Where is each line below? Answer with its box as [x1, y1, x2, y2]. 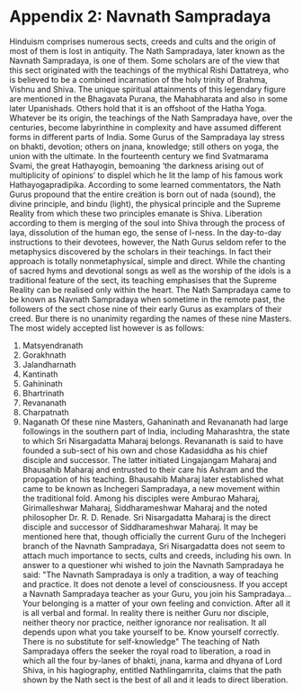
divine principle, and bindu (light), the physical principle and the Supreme [9, 198, 281, 209]
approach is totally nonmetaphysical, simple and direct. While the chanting [9, 255, 286, 266]
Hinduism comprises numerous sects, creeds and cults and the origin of [9, 36, 277, 47]
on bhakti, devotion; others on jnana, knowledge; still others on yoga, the [9, 141, 280, 152]
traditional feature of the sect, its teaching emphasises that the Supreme [9, 274, 277, 285]
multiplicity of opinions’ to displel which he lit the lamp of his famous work [9, 169, 283, 181]
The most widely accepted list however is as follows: [9, 322, 205, 334]
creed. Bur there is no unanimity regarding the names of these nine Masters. [9, 313, 292, 324]
